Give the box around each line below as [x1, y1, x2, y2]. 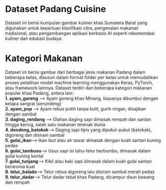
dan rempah [5, 179, 30, 185]
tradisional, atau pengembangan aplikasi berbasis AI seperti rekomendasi [5, 30, 155, 36]
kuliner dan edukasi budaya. [5, 36, 63, 41]
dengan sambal [5, 111, 37, 117]
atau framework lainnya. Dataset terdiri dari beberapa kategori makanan [5, 85, 152, 91]
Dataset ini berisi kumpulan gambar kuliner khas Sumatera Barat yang [5, 20, 148, 26]
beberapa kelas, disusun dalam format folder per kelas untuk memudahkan [5, 74, 159, 80]
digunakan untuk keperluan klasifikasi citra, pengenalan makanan [5, 25, 139, 31]
